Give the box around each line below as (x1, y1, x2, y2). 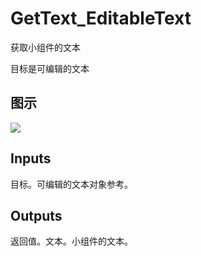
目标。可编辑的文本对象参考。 (10, 178, 133, 190)
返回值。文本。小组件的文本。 (10, 235, 133, 247)
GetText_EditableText (10, 7, 192, 30)
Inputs (10, 150, 52, 167)
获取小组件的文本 (10, 41, 81, 53)
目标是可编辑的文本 (10, 62, 90, 74)
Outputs (10, 207, 63, 224)
